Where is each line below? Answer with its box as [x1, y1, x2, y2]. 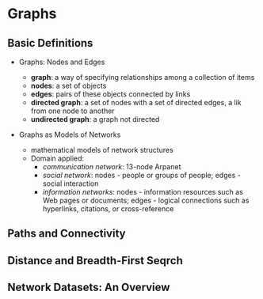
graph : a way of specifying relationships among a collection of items [30, 73, 255, 81]
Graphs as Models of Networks [18, 130, 121, 139]
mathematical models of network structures [30, 146, 173, 154]
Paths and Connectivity [7, 227, 126, 240]
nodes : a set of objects [30, 81, 107, 90]
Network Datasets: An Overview [7, 281, 170, 294]
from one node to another [30, 106, 116, 115]
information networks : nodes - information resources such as [42, 187, 243, 196]
